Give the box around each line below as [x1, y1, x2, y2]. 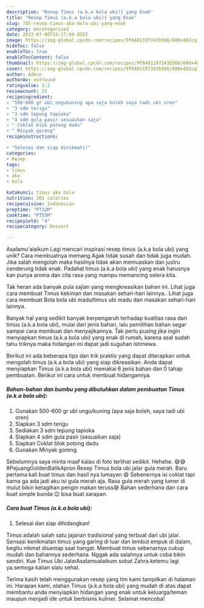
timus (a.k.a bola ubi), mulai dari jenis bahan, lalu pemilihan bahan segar [6, 321, 187, 328]
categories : [6, 150, 36, 156]
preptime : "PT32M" [6, 207, 53, 213]
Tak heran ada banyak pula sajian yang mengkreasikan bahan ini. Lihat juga [6, 283, 195, 291]
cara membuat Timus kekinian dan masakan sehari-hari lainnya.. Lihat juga [6, 290, 193, 297]
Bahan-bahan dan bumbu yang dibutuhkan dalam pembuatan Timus [6, 385, 185, 393]
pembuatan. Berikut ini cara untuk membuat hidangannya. [6, 372, 151, 379]
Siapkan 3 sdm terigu [15, 420, 69, 428]
